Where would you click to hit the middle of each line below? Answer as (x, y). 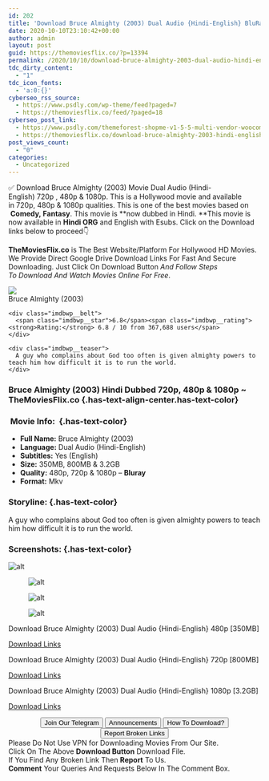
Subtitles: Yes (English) (59, 456)
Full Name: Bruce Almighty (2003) (76, 439)
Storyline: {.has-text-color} (63, 502)
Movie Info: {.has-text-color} (69, 421)
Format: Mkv (41, 481)
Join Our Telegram (72, 722)
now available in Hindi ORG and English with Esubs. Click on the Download (131, 222)
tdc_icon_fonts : (35, 83)
